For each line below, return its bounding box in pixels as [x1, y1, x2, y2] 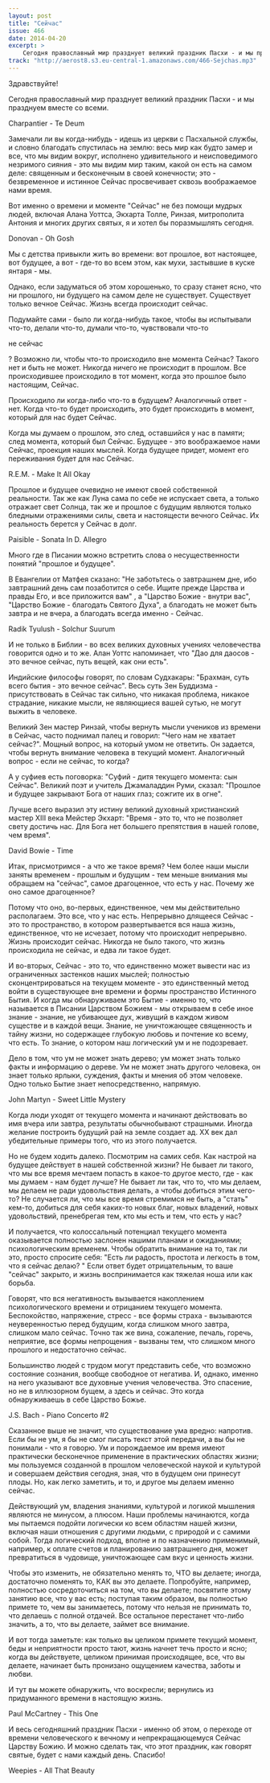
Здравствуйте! [8, 78, 59, 88]
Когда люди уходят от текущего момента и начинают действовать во [8, 1110, 247, 1120]
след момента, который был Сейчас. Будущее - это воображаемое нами [8, 436, 260, 446]
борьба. [8, 1278, 36, 1288]
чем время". [8, 830, 51, 840]
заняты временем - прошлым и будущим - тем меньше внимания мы [8, 869, 247, 879]
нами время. [8, 185, 52, 195]
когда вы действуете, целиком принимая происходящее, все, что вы [8, 1652, 245, 1662]
